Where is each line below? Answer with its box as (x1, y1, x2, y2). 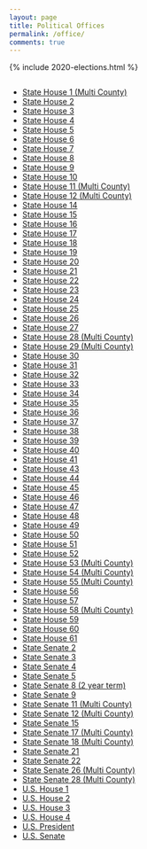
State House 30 (21, 351, 80, 362)
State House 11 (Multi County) (21, 181, 131, 191)
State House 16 (21, 219, 78, 230)
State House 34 (21, 388, 80, 399)
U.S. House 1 (21, 783, 69, 794)
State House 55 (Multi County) (21, 577, 134, 588)
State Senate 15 (21, 718, 80, 728)
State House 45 (21, 482, 80, 493)
